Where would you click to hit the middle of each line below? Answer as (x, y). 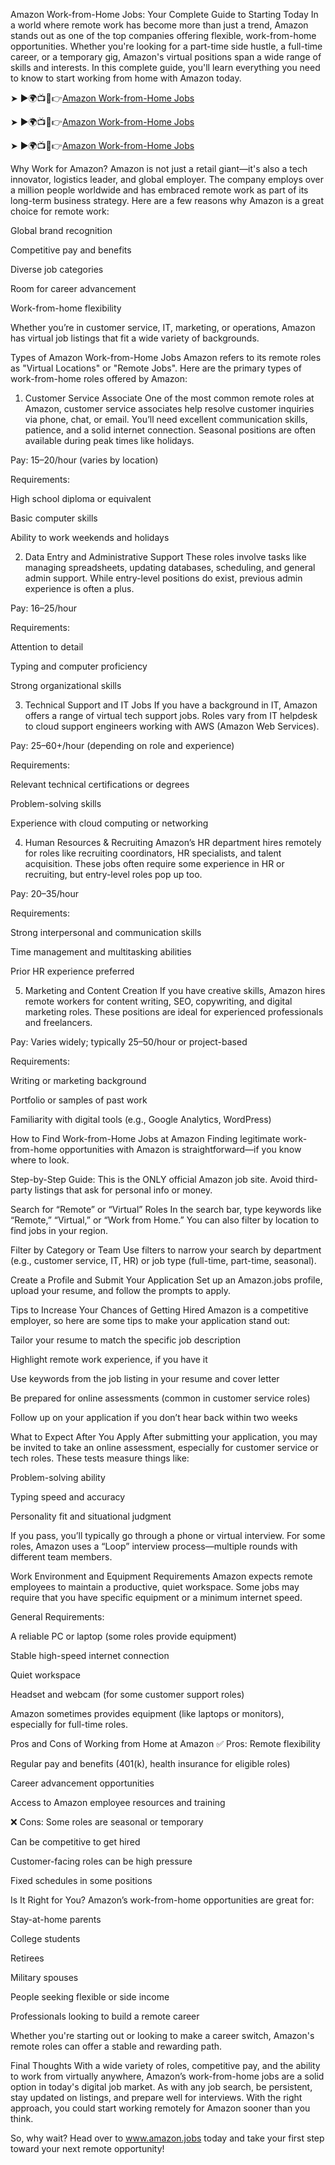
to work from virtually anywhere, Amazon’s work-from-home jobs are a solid (167, 2076)
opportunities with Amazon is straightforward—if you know (180, 1149)
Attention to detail (47, 647)
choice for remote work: (60, 211)
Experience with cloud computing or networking (109, 823)
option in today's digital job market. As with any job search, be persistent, (161, 2087)
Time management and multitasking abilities (101, 952)
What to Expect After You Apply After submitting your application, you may (164, 1437)
